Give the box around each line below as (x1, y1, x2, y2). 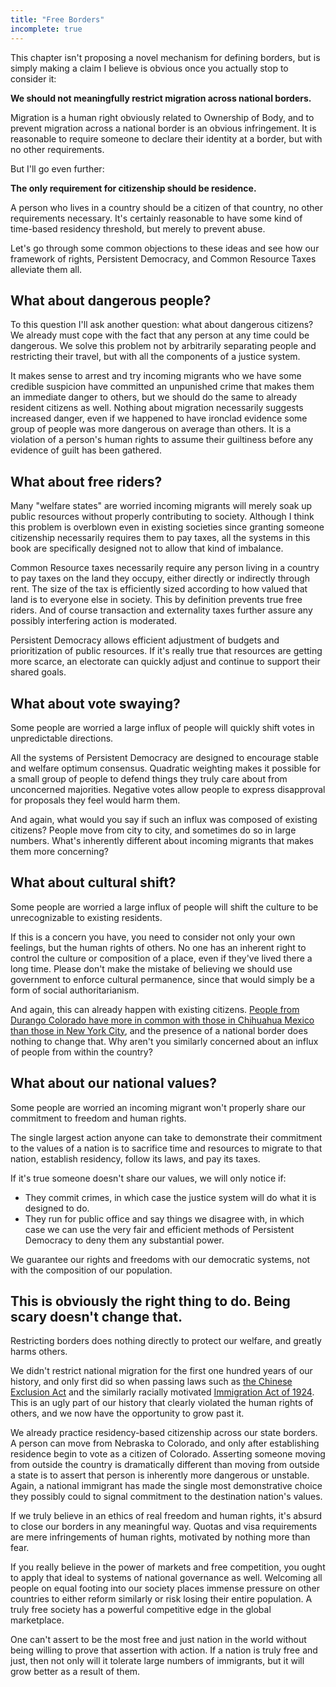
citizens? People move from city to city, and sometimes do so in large (10, 824, 297, 836)
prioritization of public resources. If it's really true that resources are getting (10, 645, 323, 657)
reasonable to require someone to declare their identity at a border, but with (10, 132, 323, 145)
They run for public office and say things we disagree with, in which (24, 1212, 305, 1225)
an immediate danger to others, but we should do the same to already (10, 391, 298, 403)
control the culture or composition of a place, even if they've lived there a (10, 952, 313, 964)
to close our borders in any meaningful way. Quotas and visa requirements (10, 1521, 318, 1533)
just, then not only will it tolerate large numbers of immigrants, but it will (10, 1655, 305, 1667)
